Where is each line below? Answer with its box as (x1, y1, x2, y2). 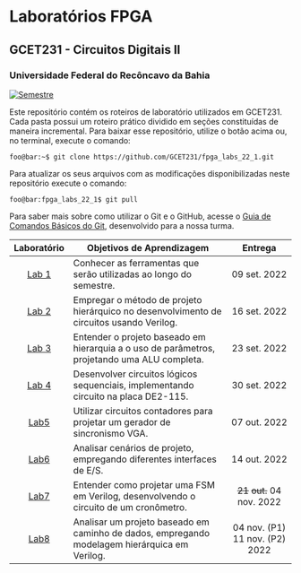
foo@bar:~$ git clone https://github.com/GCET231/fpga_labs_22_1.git (9, 152, 275, 161)
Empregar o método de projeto (73, 293, 202, 306)
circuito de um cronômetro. (73, 500, 188, 513)
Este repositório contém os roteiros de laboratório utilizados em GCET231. (9, 106, 282, 117)
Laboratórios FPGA (9, 6, 153, 27)
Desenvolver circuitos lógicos (73, 368, 198, 380)
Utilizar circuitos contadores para (73, 404, 213, 417)
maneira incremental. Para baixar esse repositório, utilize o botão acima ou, (9, 126, 288, 136)
